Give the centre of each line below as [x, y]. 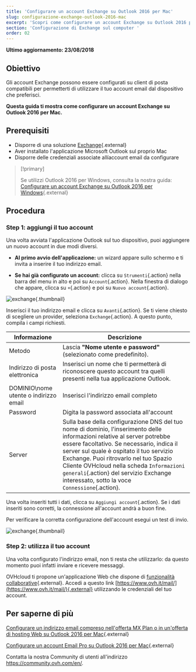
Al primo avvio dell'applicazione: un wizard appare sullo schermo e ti [99, 258]
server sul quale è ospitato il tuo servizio [118, 451]
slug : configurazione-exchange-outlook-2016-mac [66, 17]
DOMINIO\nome [31, 388]
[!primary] [32, 169]
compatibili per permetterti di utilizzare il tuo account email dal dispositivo [95, 88]
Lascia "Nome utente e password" [111, 347]
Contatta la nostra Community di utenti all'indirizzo [67, 657]
